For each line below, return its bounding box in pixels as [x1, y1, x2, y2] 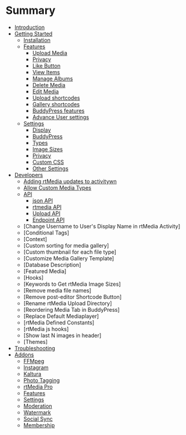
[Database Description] [23, 261, 82, 268]
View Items [32, 68, 60, 76]
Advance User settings [32, 113, 90, 121]
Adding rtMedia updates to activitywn [23, 178, 117, 185]
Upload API [32, 210, 61, 217]
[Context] [23, 235, 48, 242]
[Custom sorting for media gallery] [23, 242, 110, 249]
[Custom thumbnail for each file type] [23, 248, 117, 256]
